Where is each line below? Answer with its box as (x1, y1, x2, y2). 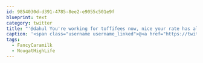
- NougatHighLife (11, 48, 56, 54)
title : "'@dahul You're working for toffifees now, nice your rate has (6, 25, 190, 32)
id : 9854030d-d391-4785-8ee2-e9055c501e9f (6, 8, 115, 15)
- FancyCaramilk (11, 43, 53, 49)
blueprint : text (6, 14, 47, 20)
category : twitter (6, 20, 53, 26)
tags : (6, 37, 20, 43)
